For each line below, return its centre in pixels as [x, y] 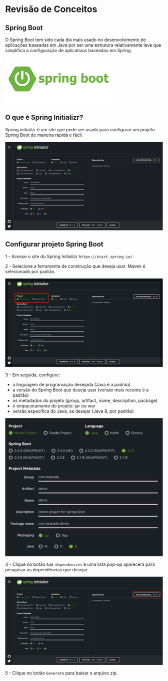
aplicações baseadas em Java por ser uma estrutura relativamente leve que [83, 45]
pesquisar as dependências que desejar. [47, 569]
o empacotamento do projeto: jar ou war [54, 406]
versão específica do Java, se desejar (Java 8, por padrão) [73, 411]
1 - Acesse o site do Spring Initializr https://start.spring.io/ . [69, 256]
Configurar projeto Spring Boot [54, 244]
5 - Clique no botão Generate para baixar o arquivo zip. [61, 673]
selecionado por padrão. [30, 271]
